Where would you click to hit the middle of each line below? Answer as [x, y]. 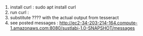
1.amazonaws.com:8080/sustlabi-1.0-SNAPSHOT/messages [72, 28]
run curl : [19, 12]
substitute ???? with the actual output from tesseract [64, 18]
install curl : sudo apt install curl [43, 7]
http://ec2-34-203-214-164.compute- [99, 23]
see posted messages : [34, 23]
